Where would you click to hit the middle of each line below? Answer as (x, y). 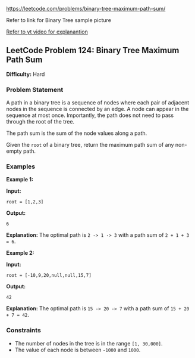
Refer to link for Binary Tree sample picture (59, 20)
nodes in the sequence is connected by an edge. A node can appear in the (97, 109)
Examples (21, 166)
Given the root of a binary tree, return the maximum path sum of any (90, 145)
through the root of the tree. (40, 122)
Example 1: (20, 180)
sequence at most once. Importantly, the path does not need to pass (90, 115)
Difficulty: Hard (26, 74)
